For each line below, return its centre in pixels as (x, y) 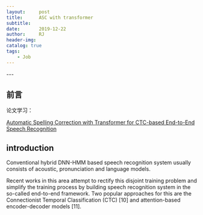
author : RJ (25, 35)
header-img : (21, 40)
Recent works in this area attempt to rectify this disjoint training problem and (102, 181)
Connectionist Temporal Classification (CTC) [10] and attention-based (93, 200)
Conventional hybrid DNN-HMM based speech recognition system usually (99, 163)
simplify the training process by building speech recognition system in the (98, 187)
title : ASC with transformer (50, 18)
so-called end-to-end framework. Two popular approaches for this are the (99, 194)
